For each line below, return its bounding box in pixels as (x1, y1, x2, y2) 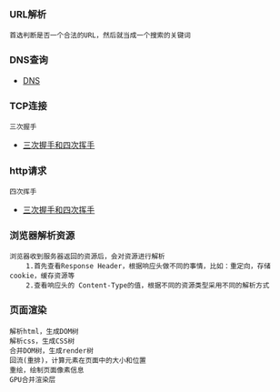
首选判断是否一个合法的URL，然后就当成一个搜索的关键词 (9, 31, 191, 40)
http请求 (9, 164, 47, 176)
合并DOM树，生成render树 (9, 346, 94, 356)
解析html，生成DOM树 (9, 327, 79, 336)
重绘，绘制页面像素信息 (9, 366, 85, 375)
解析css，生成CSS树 (9, 337, 75, 346)
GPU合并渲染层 (9, 375, 56, 384)
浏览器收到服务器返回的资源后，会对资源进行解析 (9, 252, 165, 261)
